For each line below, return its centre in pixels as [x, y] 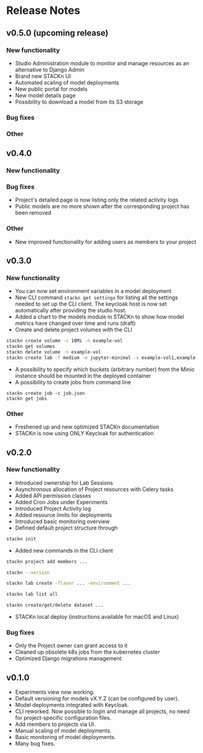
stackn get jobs [27, 398]
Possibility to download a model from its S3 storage [79, 102]
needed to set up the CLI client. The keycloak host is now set [91, 304]
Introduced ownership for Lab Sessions [64, 482]
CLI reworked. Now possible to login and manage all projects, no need [102, 711]
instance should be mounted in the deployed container [83, 375]
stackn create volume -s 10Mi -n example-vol [64, 341]
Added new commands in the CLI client [64, 550]
